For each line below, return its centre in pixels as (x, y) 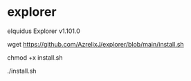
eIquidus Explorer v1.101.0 (44, 31)
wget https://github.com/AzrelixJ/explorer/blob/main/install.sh (96, 44)
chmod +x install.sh (35, 57)
